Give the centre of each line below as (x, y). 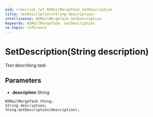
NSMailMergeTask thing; (29, 101)
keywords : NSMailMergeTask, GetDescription (50, 23)
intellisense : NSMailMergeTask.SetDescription (53, 19)
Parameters (23, 81)
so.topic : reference (26, 28)
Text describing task (26, 65)
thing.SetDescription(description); (42, 110)
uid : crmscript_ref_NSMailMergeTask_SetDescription (59, 10)
